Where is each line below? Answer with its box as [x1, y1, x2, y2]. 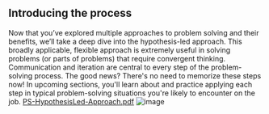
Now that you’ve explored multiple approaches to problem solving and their [8, 27, 259, 37]
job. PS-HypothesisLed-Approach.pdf [8, 96, 135, 106]
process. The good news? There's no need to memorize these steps [34, 70, 262, 80]
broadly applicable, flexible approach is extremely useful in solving [8, 44, 231, 55]
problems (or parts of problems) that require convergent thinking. [8, 53, 226, 63]
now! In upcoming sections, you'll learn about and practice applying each [8, 79, 253, 89]
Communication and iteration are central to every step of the [8, 62, 210, 72]
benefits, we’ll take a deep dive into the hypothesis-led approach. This [8, 36, 242, 46]
